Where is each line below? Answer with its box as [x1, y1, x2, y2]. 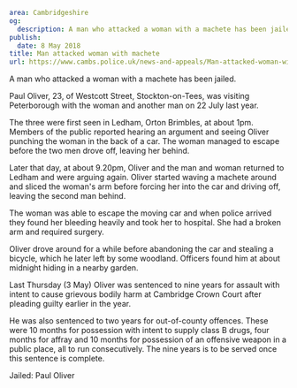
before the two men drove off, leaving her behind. [9, 146, 190, 156]
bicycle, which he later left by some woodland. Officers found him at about [9, 253, 281, 264]
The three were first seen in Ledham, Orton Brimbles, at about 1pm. [9, 118, 254, 128]
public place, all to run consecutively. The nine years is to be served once [9, 344, 278, 354]
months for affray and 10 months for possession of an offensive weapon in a [9, 334, 287, 345]
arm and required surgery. [9, 226, 104, 238]
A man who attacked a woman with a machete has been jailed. [9, 73, 237, 84]
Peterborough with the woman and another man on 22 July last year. [9, 100, 259, 110]
